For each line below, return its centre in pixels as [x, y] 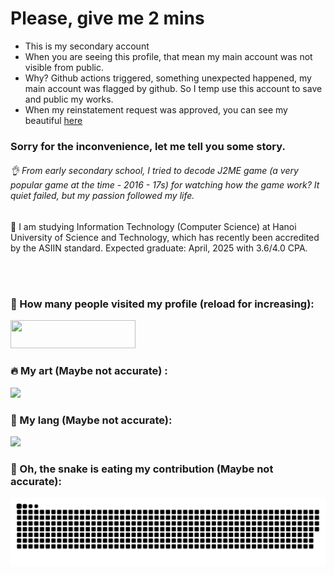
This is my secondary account [87, 46]
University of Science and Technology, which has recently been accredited [165, 238]
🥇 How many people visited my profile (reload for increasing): [162, 304]
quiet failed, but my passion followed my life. [102, 196]
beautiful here [53, 120]
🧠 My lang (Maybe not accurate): [91, 420]
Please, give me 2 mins [107, 18]
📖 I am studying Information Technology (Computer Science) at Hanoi [153, 227]
